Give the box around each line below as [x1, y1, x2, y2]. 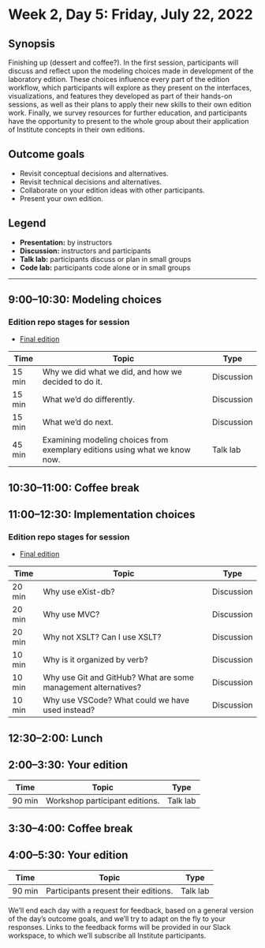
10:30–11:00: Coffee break [8, 481, 140, 495]
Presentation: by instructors [19, 237, 113, 247]
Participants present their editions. [46, 885, 174, 896]
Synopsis [8, 37, 55, 50]
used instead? [43, 704, 95, 715]
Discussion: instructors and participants [19, 246, 151, 256]
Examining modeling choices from [42, 435, 169, 446]
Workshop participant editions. [46, 795, 160, 806]
